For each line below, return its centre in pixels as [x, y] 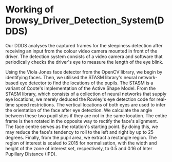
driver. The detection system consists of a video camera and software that [84, 56]
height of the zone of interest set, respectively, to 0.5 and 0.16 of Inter [79, 148]
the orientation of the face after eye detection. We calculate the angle [79, 110]
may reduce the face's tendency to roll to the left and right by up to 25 [80, 132]
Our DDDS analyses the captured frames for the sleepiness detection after [84, 45]
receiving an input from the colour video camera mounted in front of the [81, 51]
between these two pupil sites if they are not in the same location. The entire [86, 115]
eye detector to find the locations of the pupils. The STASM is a [87, 83]
